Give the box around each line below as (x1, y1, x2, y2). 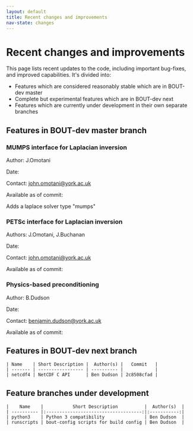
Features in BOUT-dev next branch (6, 345, 138, 356)
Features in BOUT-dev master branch (6, 125, 147, 136)
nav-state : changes (6, 20, 55, 26)
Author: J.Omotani (6, 157, 50, 163)
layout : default (6, 8, 46, 15)
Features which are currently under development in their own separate (14, 102, 188, 109)
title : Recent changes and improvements (6, 14, 108, 20)
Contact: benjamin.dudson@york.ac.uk (6, 317, 102, 324)
